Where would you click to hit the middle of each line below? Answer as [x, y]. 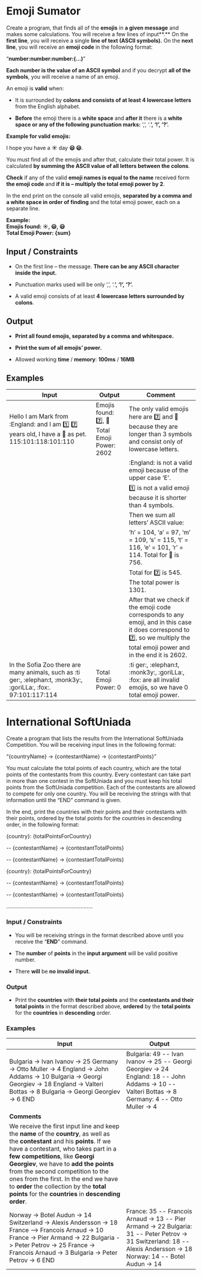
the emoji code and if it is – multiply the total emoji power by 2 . [86, 184]
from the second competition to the [59, 1171]
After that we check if [159, 600]
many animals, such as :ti [44, 673]
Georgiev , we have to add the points [62, 1164]
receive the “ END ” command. [51, 941]
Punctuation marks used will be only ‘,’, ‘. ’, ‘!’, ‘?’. [74, 284]
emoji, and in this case [161, 623]
